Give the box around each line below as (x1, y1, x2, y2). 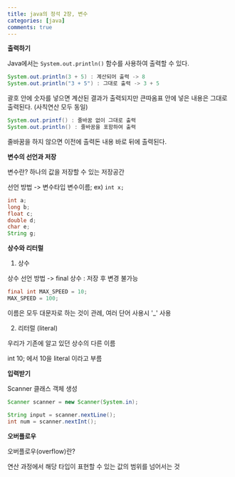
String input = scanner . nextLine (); (7, 411, 116, 419)
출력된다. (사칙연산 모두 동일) (7, 103, 88, 111)
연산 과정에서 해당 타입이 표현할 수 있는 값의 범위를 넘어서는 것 (7, 462, 180, 471)
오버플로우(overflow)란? (7, 446, 76, 456)
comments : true (7, 23, 53, 31)
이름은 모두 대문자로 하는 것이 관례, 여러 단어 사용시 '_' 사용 (7, 308, 172, 317)
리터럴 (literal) (17, 323, 58, 332)
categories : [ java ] (7, 17, 66, 24)
